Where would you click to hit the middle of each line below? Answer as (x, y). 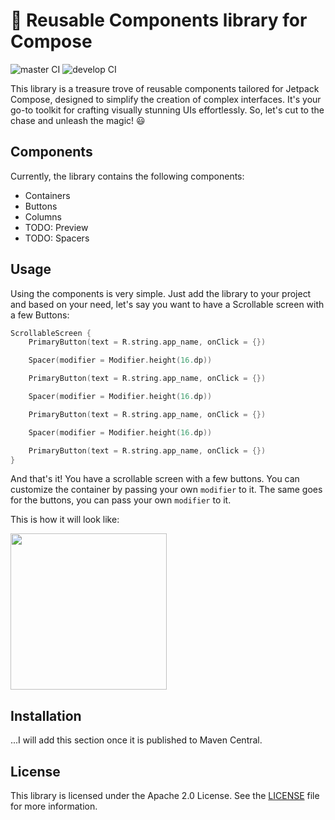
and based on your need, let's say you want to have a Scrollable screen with (167, 304)
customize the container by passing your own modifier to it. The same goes (166, 490)
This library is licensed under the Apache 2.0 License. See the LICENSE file (165, 796)
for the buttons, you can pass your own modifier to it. (121, 500)
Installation (46, 715)
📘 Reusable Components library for (159, 20)
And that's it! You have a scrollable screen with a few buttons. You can (155, 479)
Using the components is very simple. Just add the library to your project (161, 293)
